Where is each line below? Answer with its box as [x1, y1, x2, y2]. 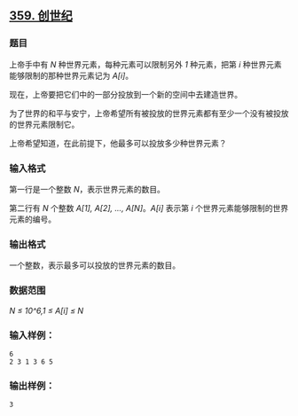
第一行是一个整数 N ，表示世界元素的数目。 [9, 184, 166, 194]
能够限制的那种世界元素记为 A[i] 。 [9, 70, 134, 81]
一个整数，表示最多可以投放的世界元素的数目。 [9, 260, 180, 271]
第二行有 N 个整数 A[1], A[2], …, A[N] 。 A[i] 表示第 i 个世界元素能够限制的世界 [9, 202, 289, 213]
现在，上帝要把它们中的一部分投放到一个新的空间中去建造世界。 [9, 89, 242, 99]
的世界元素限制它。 [9, 119, 80, 130]
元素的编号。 [9, 214, 56, 224]
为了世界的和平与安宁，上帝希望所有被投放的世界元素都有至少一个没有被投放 [9, 107, 289, 118]
